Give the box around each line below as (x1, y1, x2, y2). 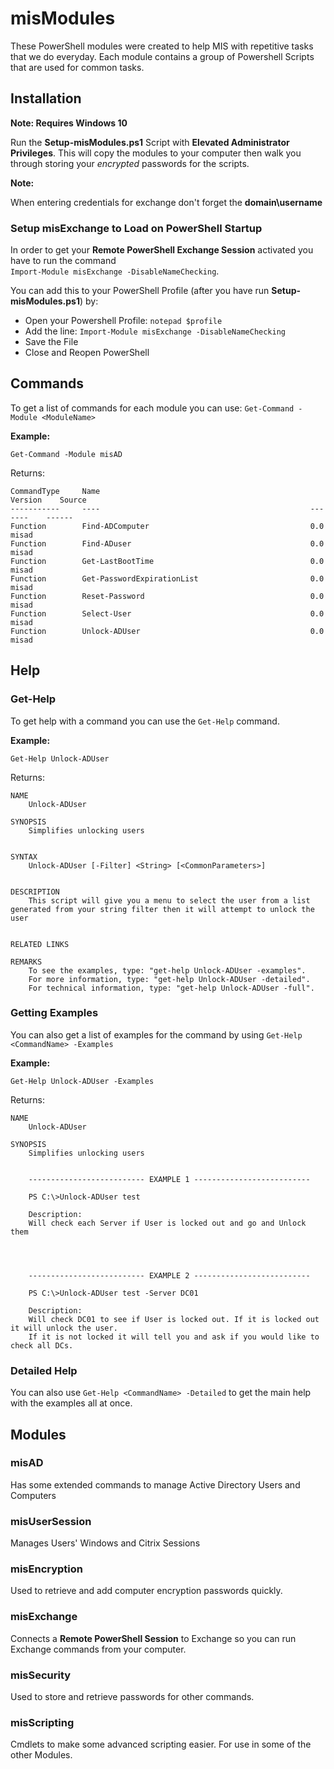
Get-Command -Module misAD (10, 449, 123, 459)
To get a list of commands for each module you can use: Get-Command (10, 402, 295, 414)
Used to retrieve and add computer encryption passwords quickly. (10, 1585, 283, 1597)
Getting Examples (10, 1006, 99, 1020)
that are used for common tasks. (10, 61, 145, 73)
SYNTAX (10, 852, 38, 862)
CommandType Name (10, 486, 101, 496)
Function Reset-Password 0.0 (10, 591, 325, 601)
